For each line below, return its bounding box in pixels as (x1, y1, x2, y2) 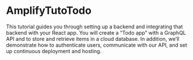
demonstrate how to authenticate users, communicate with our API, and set (6, 42, 188, 48)
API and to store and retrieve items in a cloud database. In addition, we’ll (6, 35, 180, 42)
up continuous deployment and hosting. (6, 47, 102, 54)
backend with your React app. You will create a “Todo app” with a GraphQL (6, 29, 187, 36)
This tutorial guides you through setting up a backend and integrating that (6, 23, 183, 30)
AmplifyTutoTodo (6, 4, 92, 17)
